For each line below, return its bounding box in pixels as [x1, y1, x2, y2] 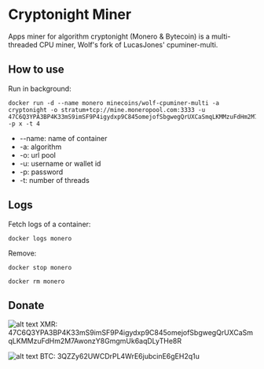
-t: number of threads [19, 175, 90, 184]
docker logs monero [8, 234, 72, 242]
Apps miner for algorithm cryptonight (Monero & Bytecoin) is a [8, 32, 211, 41]
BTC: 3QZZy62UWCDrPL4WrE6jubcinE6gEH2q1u [39, 352, 200, 361]
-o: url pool [19, 150, 57, 159]
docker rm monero [8, 278, 65, 285]
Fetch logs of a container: [8, 219, 91, 229]
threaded [8, 39, 38, 49]
